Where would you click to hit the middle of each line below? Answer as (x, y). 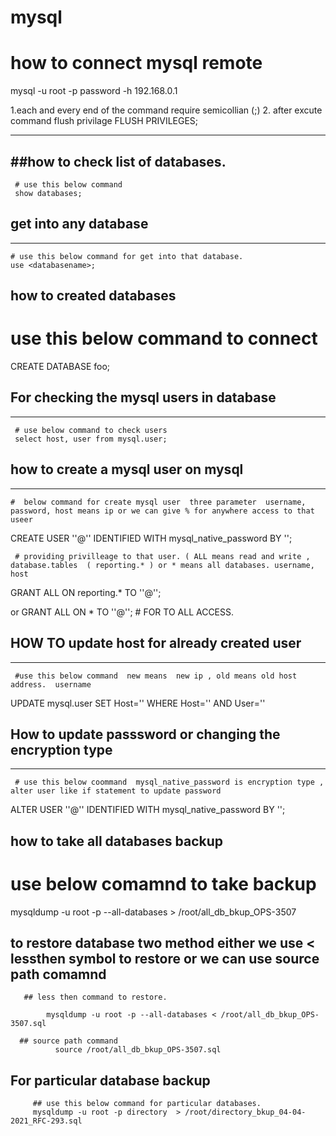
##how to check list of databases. (118, 161)
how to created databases (93, 296)
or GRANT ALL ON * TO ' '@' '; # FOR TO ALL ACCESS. (122, 612)
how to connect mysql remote (136, 63)
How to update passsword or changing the (145, 734)
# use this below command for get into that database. (127, 256)
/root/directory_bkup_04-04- (245, 1112)
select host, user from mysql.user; (91, 439)
